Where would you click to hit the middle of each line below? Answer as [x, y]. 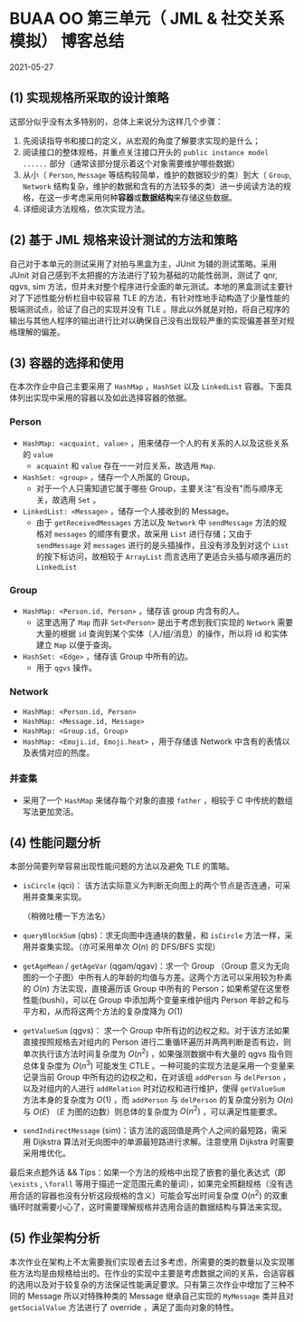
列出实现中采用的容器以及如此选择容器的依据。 [104, 398]
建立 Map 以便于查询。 [76, 644]
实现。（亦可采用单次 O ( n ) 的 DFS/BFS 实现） [137, 947]
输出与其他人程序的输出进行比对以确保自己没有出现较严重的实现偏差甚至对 [148, 320]
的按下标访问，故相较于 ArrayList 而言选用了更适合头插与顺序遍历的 [163, 556]
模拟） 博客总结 [67, 41]
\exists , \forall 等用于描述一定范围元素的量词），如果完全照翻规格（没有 [147, 1184]
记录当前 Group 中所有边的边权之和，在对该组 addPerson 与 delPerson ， [157, 1077]
